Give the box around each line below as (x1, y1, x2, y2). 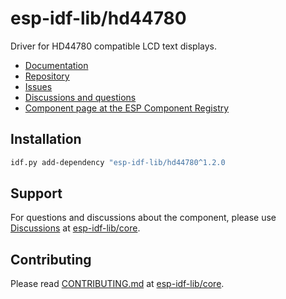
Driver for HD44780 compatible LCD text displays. (10, 40, 218, 52)
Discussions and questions (24, 91, 137, 103)
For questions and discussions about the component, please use (10, 212, 277, 224)
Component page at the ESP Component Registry (24, 102, 230, 114)
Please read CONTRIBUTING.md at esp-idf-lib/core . (10, 278, 225, 290)
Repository (24, 70, 70, 82)
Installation (10, 131, 82, 148)
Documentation (24, 59, 89, 71)
